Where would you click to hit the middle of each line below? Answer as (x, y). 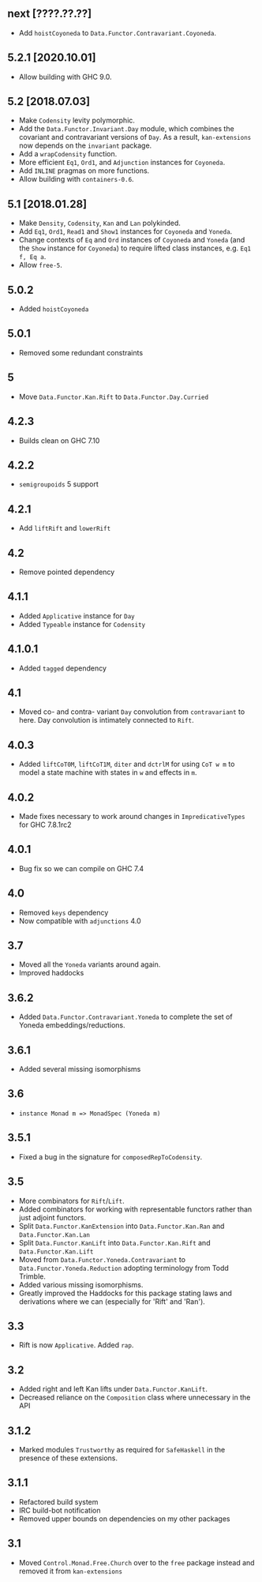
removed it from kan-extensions (71, 1571)
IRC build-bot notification (60, 1510)
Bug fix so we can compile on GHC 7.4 (81, 868)
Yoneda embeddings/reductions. (72, 1025)
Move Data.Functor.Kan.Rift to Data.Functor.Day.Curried (114, 396)
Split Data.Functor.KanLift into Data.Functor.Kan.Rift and (114, 1242)
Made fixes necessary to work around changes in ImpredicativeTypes (132, 816)
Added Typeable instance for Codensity (82, 624)
